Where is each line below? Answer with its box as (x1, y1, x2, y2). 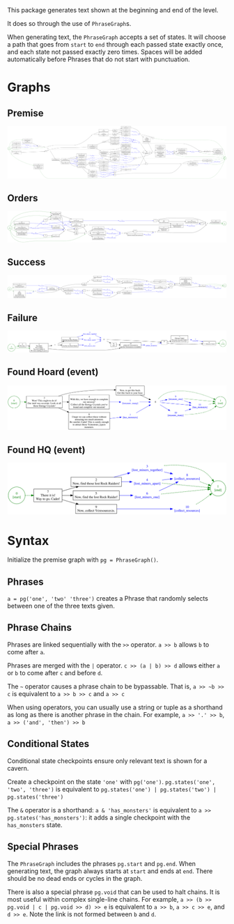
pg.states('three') (7, 794, 64, 801)
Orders (7, 192, 38, 204)
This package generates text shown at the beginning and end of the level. (7, 6, 219, 14)
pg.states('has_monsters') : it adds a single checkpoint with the (7, 813, 191, 822)
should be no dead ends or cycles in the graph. (7, 874, 143, 882)
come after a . (7, 647, 45, 656)
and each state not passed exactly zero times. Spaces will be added (7, 48, 203, 56)
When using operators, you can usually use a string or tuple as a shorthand (7, 703, 223, 711)
